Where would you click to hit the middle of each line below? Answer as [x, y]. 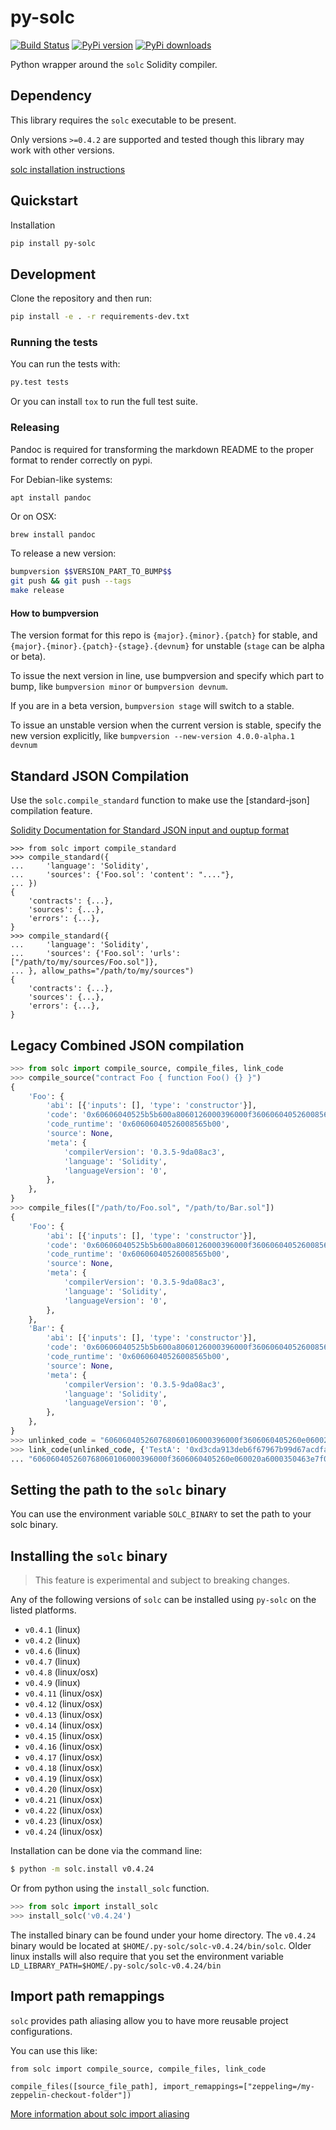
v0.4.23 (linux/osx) [63, 1821]
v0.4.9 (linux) [52, 1683]
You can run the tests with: [65, 364]
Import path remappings [87, 1996]
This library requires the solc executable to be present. [123, 120]
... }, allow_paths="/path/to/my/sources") [102, 971]
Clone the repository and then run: [81, 298]
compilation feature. [51, 811]
